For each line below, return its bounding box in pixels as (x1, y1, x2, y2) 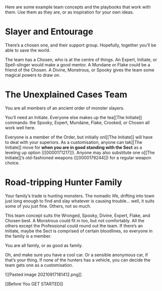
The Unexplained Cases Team (5, 89, 128, 100)
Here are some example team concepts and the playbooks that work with (5, 4, 151, 10)
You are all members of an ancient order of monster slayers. (5, 105, 125, 111)
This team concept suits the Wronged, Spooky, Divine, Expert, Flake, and (5, 213, 150, 218)
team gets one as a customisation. (5, 262, 74, 268)
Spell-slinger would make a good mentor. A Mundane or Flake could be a (5, 61, 150, 67)
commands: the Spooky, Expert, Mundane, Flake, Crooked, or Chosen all (5, 120, 150, 125)
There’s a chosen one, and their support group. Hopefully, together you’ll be (5, 42, 157, 48)
